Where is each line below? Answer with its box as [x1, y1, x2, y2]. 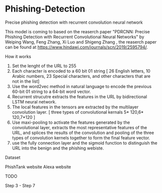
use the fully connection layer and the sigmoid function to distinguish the [12, 140, 158, 146]
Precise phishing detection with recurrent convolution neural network [5, 19, 143, 25]
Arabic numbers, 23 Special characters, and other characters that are [12, 73, 151, 79]
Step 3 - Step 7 [5, 182, 35, 188]
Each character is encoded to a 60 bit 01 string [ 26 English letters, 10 [12, 68, 151, 74]
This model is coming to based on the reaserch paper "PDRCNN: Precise [5, 29, 150, 34]
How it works [5, 53, 31, 59]
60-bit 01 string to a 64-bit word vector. [12, 89, 91, 94]
